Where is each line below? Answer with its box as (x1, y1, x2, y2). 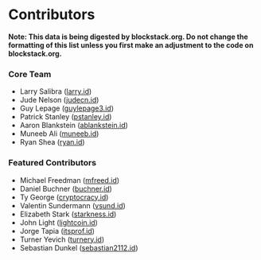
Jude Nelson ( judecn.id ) (19, 95, 99, 105)
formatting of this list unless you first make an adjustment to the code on (8, 40, 254, 49)
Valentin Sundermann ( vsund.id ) (19, 200, 126, 210)
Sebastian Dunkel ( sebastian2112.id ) (19, 243, 138, 252)
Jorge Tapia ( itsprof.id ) (19, 226, 95, 235)
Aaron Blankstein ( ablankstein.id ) (19, 121, 129, 130)
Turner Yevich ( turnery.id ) (19, 235, 105, 244)
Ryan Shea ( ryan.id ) (19, 138, 85, 147)
